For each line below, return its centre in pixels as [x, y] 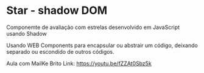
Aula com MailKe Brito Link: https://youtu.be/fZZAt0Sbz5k [79, 63]
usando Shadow [26, 33]
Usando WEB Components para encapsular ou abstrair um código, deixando [102, 45]
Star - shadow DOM [57, 11]
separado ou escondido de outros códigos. [60, 51]
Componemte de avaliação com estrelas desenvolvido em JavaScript [93, 27]
